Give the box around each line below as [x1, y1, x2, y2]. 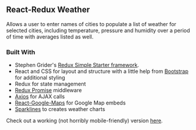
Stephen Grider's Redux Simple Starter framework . [14, 62, 140, 69]
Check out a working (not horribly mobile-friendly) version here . [6, 117, 163, 124]
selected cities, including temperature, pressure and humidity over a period [6, 27, 190, 34]
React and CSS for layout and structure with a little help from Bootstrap [14, 68, 189, 75]
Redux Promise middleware [14, 87, 82, 94]
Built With [6, 47, 36, 56]
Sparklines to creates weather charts [14, 106, 106, 113]
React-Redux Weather [6, 5, 90, 15]
